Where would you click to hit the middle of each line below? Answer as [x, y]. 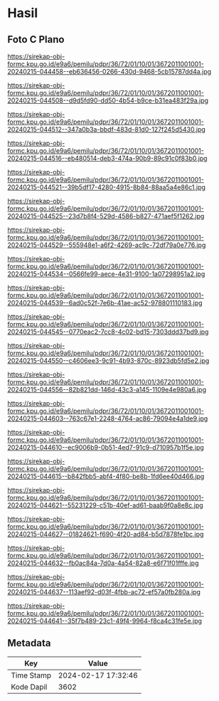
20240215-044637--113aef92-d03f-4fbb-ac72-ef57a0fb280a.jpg [104, 592]
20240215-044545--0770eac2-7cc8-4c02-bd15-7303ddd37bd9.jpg [108, 332]
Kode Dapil [29, 687]
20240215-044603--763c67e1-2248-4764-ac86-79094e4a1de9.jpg [108, 418]
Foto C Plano [36, 39]
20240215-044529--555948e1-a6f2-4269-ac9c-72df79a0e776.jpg [107, 245]
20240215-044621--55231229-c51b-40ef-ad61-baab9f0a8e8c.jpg [106, 505]
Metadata [29, 643]
